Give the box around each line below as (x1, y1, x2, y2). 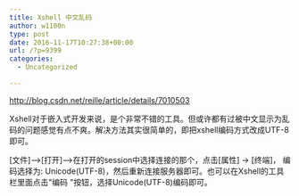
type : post (9, 29, 50, 38)
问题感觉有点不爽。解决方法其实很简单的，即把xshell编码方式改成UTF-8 (24, 124, 290, 135)
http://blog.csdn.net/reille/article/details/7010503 (9, 94, 190, 105)
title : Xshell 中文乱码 (9, 12, 92, 22)
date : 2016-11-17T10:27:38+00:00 (9, 37, 134, 47)
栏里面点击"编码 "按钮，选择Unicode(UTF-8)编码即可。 (9, 176, 212, 187)
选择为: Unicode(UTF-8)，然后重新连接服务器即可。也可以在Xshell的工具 (16, 166, 285, 176)
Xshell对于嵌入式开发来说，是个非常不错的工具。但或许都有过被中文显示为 (9, 113, 283, 124)
